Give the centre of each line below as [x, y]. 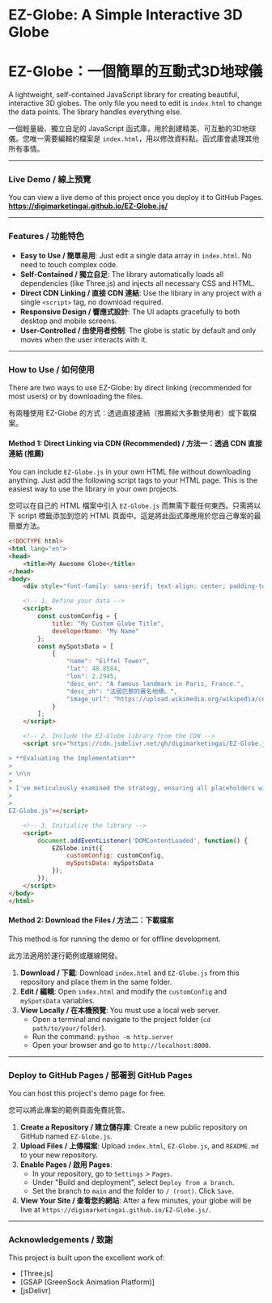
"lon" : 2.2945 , [91, 677]
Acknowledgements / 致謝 [61, 1240]
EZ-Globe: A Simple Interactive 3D [125, 15]
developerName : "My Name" [95, 631]
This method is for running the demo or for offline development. [115, 939]
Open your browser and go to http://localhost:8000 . [121, 1045]
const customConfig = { [77, 616]
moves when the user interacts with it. [84, 339]
